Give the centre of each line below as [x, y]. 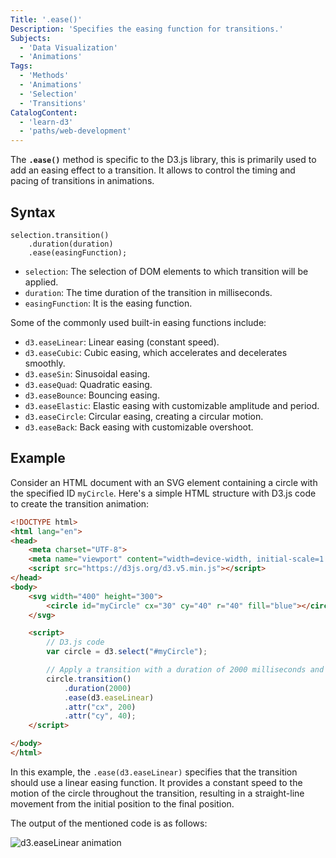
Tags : [21, 66]
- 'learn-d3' [46, 122]
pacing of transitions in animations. [82, 181]
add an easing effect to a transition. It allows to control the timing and [153, 170]
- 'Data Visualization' [68, 47]
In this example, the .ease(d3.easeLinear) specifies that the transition [154, 772]
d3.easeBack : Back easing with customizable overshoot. [139, 427]
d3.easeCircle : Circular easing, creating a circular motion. [144, 416]
